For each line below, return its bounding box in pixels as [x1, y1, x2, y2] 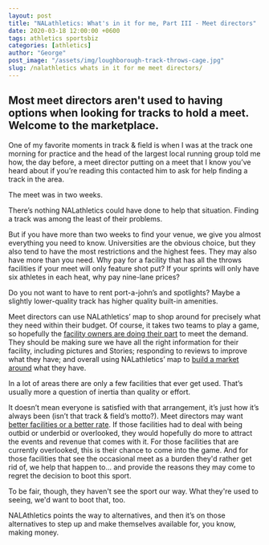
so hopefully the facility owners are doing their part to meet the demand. [8, 328, 249, 338]
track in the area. [8, 174, 64, 184]
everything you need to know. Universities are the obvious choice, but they [8, 238, 256, 247]
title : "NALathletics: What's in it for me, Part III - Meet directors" [8, 19, 257, 27]
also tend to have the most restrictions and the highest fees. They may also [8, 246, 257, 256]
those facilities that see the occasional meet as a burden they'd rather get [8, 453, 252, 463]
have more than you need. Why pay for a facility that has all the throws [8, 254, 243, 265]
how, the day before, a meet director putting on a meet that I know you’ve [8, 157, 251, 167]
